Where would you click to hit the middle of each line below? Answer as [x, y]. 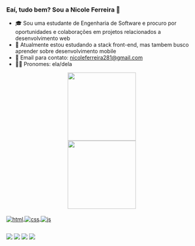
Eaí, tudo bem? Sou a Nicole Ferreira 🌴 [63, 10]
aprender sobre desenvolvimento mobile [65, 52]
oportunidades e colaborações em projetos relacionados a [88, 32]
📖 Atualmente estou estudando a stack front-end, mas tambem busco [102, 45]
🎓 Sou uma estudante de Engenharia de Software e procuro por [96, 23]
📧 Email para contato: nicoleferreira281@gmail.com [79, 58]
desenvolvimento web [43, 38]
